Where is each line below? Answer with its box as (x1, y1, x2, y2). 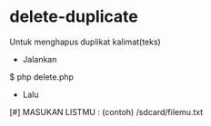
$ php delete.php (9, 71, 75, 82)
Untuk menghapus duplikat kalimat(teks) (9, 36, 161, 47)
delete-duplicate (9, 6, 138, 27)
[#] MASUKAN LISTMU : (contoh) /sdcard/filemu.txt (9, 106, 204, 117)
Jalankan (22, 53, 57, 64)
